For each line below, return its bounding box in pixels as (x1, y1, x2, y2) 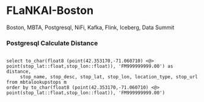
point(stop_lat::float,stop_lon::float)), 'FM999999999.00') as (6, 63, 173, 70)
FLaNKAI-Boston (6, 4, 93, 18)
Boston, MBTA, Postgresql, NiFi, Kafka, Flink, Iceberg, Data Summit (6, 24, 175, 31)
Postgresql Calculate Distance (6, 39, 98, 47)
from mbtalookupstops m (6, 80, 67, 86)
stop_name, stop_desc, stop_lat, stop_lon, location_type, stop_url (20, 74, 199, 80)
